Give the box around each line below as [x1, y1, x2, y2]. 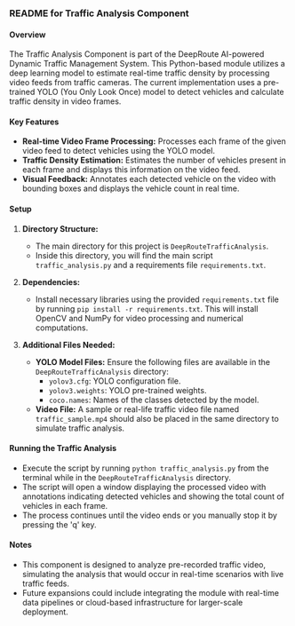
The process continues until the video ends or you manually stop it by [21, 510, 278, 520]
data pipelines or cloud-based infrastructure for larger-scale [21, 597, 243, 607]
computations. [35, 322, 89, 333]
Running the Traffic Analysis [9, 443, 117, 454]
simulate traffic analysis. [35, 423, 125, 433]
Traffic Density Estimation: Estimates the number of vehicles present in [21, 155, 287, 166]
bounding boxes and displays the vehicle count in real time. [21, 183, 240, 194]
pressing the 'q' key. [21, 519, 97, 530]
